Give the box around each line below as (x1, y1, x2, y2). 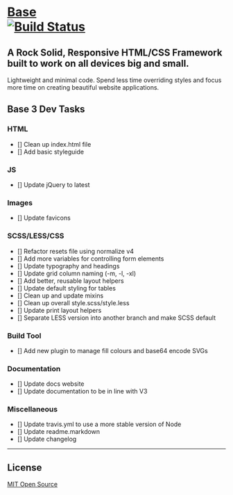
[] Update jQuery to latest (17, 180, 90, 188)
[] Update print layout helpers (17, 306, 102, 314)
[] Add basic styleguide (17, 147, 85, 156)
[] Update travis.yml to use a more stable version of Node (17, 420, 182, 428)
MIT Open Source (7, 480, 58, 489)
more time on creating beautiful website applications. (7, 83, 159, 91)
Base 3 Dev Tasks (7, 104, 85, 115)
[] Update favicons (17, 213, 71, 222)
